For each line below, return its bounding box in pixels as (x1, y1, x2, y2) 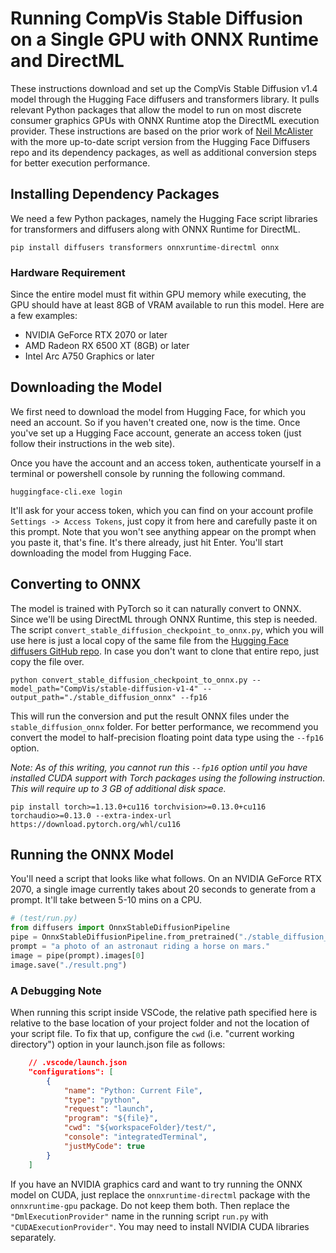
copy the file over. (10, 655, 85, 667)
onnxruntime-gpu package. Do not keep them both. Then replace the (10, 1199, 290, 1211)
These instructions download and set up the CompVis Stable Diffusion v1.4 (10, 82, 318, 94)
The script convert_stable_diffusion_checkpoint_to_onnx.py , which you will (10, 623, 325, 636)
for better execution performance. (10, 157, 151, 169)
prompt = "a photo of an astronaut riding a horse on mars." (10, 942, 271, 952)
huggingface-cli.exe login (10, 487, 123, 497)
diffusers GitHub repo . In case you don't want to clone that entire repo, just (10, 645, 320, 657)
